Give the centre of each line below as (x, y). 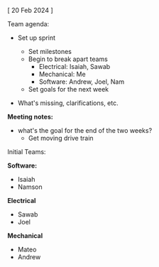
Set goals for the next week (68, 89)
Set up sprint (36, 38)
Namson (30, 187)
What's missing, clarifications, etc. (68, 103)
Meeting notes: (30, 117)
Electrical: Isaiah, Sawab (75, 66)
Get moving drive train (61, 138)
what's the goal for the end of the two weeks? (85, 130)
